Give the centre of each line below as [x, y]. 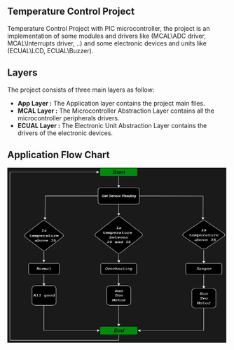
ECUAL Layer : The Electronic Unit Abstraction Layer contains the [112, 125]
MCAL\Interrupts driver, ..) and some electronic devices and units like [107, 43]
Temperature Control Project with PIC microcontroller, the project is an [109, 28]
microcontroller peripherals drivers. [68, 118]
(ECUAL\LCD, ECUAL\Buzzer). [50, 50]
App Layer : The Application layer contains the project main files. [111, 103]
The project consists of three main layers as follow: [81, 90]
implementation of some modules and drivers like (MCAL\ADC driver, [107, 36]
